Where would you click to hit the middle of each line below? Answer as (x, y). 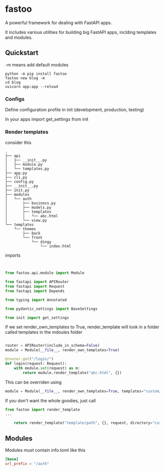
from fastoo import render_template (42, 410)
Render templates (27, 132)
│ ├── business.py (30, 203)
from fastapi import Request (35, 287)
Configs (15, 99)
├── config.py (20, 182)
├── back (32, 234)
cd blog (13, 82)
